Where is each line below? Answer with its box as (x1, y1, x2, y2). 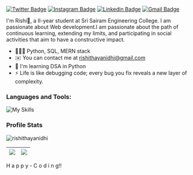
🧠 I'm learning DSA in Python (14, 63, 86, 69)
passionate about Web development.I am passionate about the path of (6, 24, 179, 30)
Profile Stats (6, 121, 43, 129)
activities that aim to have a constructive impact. (6, 36, 125, 43)
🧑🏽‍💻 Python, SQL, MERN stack (14, 47, 91, 55)
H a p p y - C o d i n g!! (6, 162, 62, 169)
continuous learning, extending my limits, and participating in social (6, 30, 172, 37)
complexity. (14, 78, 43, 85)
